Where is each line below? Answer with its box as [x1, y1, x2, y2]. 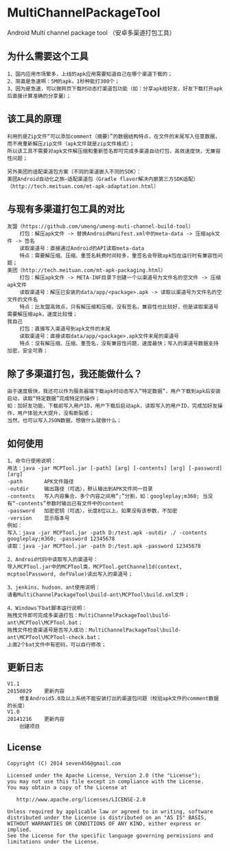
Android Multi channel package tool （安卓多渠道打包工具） [7, 28, 176, 36]
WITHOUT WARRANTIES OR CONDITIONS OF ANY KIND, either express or [7, 820, 201, 827]
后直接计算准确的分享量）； [7, 92, 71, 99]
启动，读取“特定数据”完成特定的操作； [7, 395, 101, 402]
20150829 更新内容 [7, 687, 65, 695]
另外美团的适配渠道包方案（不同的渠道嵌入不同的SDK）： [7, 168, 142, 175]
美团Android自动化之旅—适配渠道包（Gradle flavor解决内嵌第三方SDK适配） [7, 176, 199, 182]
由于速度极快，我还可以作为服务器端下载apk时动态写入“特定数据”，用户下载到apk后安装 [7, 388, 221, 395]
